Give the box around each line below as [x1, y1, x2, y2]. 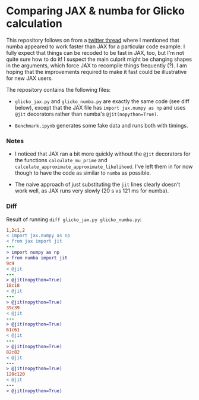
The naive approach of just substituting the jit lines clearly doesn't [14, 181, 181, 188]
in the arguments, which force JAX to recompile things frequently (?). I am [6, 61, 187, 69]
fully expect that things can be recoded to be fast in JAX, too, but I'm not [6, 49, 184, 56]
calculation [6, 17, 62, 30]
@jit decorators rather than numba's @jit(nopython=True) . [14, 110, 159, 117]
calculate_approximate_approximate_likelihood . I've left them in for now [14, 163, 193, 170]
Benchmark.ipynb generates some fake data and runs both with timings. [14, 122, 188, 129]
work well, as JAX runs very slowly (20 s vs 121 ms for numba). [14, 187, 169, 194]
